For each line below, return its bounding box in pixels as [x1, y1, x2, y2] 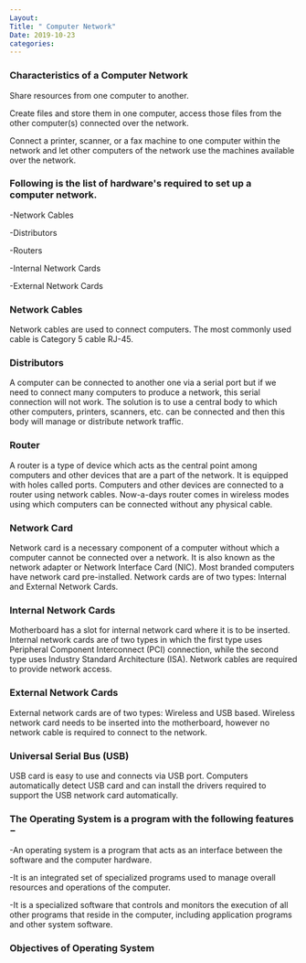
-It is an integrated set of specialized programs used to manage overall [9, 872, 276, 883]
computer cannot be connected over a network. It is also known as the [9, 552, 276, 563]
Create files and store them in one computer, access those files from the [9, 107, 282, 119]
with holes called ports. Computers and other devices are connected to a [9, 479, 285, 490]
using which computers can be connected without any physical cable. [9, 498, 273, 509]
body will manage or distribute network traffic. [9, 416, 185, 427]
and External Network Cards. [9, 582, 119, 593]
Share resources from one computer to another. [9, 90, 189, 101]
